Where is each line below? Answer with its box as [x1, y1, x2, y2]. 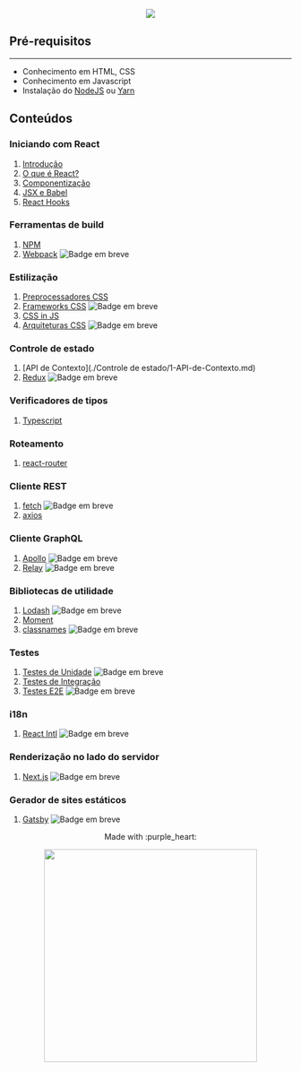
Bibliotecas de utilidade [9, 584, 114, 597]
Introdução [21, 158, 64, 169]
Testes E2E [21, 686, 64, 696]
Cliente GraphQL [9, 532, 83, 545]
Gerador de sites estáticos [9, 793, 127, 806]
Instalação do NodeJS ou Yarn [21, 85, 135, 96]
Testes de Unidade [21, 667, 92, 678]
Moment [21, 614, 54, 625]
